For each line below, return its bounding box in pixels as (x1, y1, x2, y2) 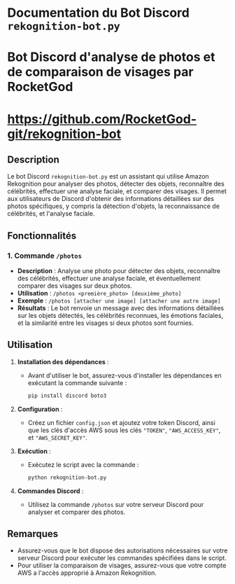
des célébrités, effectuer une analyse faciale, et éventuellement (17, 274, 201, 283)
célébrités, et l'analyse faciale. (7, 209, 95, 218)
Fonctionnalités (7, 230, 77, 242)
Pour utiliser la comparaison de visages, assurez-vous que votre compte (17, 562, 227, 570)
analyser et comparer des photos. (27, 508, 126, 516)
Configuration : (17, 405, 63, 413)
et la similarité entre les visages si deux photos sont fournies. (17, 319, 194, 327)
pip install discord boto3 (27, 392, 107, 399)
